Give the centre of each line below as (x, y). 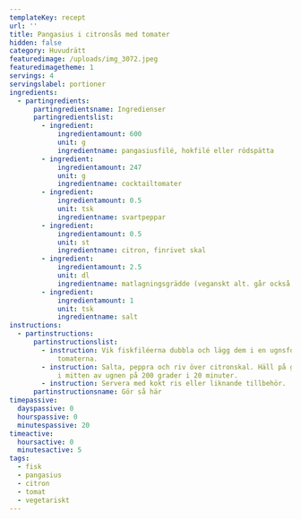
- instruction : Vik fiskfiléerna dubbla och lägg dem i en (154, 350)
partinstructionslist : (75, 342)
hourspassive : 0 (47, 417)
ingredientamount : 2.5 (99, 268)
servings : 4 (31, 76)
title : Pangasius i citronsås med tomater (90, 34)
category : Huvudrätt (48, 51)
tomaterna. (77, 359)
